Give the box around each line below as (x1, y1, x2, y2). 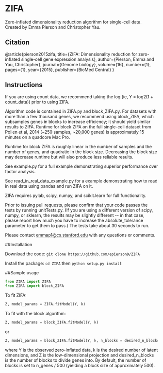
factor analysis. (5, 168, 36, 174)
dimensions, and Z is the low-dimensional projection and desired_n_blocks (5, 352, 154, 358)
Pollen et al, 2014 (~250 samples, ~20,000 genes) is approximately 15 (5, 129, 145, 135)
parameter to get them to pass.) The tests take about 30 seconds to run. (5, 222, 149, 229)
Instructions (5, 81, 43, 89)
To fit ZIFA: (5, 292, 27, 298)
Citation (5, 38, 30, 47)
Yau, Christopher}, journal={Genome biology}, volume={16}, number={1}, (5, 61, 151, 67)
